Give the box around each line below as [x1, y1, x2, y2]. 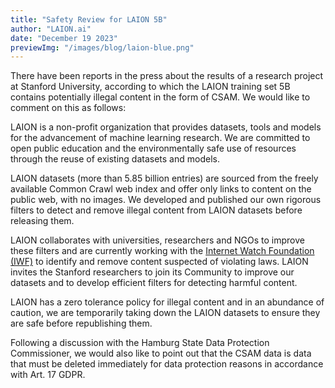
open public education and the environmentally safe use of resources [10, 142, 297, 155]
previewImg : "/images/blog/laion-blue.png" [10, 42, 195, 53]
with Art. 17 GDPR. [10, 369, 86, 381]
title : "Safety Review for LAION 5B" [10, 14, 168, 25]
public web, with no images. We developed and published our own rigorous [10, 194, 322, 206]
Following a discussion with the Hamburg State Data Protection [10, 337, 270, 349]
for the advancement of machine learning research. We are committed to [10, 132, 311, 144]
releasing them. [10, 215, 75, 227]
